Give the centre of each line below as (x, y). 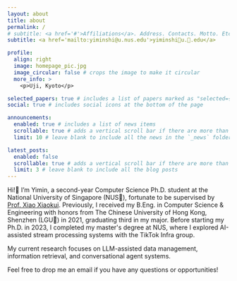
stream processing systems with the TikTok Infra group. (114, 235)
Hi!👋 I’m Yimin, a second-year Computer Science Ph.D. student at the (108, 190)
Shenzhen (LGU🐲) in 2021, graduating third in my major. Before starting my (116, 220)
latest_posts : (28, 150)
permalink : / (26, 27)
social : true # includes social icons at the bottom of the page (105, 105)
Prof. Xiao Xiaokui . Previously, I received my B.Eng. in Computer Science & (116, 205)
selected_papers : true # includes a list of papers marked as (101, 98)
